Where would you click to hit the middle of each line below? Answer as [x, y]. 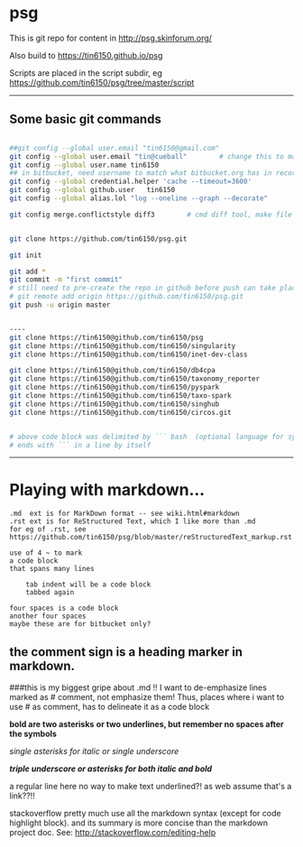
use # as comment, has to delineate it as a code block [110, 707]
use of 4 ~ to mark [46, 553]
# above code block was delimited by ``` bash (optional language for [147, 437]
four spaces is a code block [64, 608]
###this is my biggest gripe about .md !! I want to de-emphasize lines [138, 687]
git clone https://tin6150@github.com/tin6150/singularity [123, 345]
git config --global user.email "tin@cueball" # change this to [147, 156]
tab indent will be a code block [88, 585]
